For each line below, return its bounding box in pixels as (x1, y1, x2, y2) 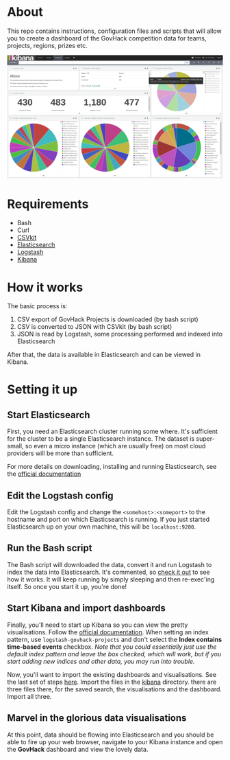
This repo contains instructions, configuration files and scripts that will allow (7, 27, 222, 35)
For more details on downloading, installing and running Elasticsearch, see (7, 463, 217, 471)
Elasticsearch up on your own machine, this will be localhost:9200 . (7, 522, 196, 531)
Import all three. (7, 692, 52, 700)
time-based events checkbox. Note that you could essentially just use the (7, 643, 217, 651)
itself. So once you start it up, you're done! (7, 582, 127, 590)
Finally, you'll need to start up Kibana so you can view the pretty (7, 621, 188, 629)
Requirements (7, 196, 89, 211)
